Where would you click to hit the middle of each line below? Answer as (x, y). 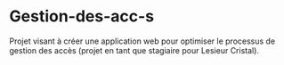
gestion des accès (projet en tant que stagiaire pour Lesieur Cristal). (134, 50)
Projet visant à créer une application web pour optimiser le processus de (142, 41)
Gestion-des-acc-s (82, 16)
